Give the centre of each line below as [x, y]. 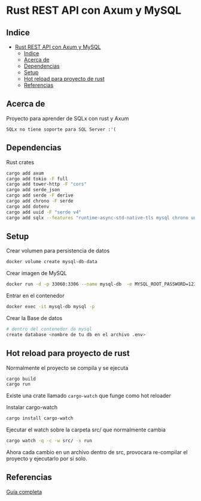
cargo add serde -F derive [40, 195]
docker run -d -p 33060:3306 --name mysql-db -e [69, 284]
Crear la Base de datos [34, 318]
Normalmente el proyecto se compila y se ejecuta [67, 368]
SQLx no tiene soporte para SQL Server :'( [61, 129]
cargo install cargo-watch [40, 418]
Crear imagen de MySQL [36, 273]
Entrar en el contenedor [35, 296]
